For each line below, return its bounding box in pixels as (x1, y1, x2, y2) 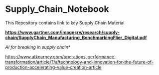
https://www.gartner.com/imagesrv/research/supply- (5, 29, 120, 35)
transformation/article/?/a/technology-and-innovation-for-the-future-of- (5, 59, 154, 65)
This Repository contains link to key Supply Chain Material (5, 20, 125, 26)
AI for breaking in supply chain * (5, 44, 71, 50)
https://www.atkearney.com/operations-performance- (5, 53, 117, 60)
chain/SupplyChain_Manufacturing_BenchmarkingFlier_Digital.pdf (5, 35, 147, 40)
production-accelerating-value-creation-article (5, 64, 102, 70)
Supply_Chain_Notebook (5, 3, 109, 15)
